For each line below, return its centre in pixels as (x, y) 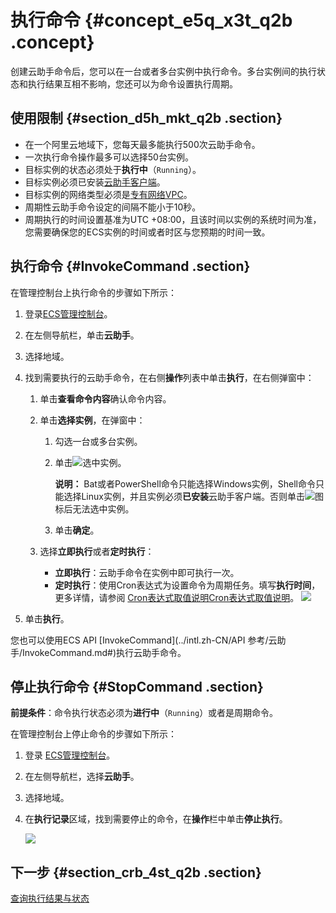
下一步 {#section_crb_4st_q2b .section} (136, 872)
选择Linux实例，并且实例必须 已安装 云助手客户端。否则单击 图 (193, 496)
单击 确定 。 (77, 530)
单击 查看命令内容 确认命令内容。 (105, 398)
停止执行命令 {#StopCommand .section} (137, 686)
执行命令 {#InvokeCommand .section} (130, 266)
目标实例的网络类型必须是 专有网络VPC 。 (108, 194)
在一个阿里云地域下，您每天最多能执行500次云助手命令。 (142, 144)
